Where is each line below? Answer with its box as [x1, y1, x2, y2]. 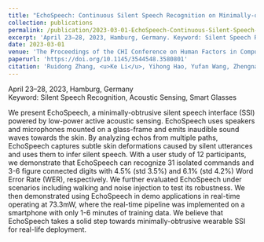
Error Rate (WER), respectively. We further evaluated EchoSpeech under [8, 174, 242, 184]
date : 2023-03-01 [8, 41, 65, 49]
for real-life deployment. [8, 225, 87, 234]
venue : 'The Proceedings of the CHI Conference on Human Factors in [8, 48, 237, 56]
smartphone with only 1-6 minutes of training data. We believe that [8, 207, 224, 217]
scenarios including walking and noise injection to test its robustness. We [8, 182, 245, 192]
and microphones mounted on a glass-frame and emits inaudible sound [8, 124, 240, 134]
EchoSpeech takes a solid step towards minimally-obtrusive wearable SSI [8, 216, 246, 225]
